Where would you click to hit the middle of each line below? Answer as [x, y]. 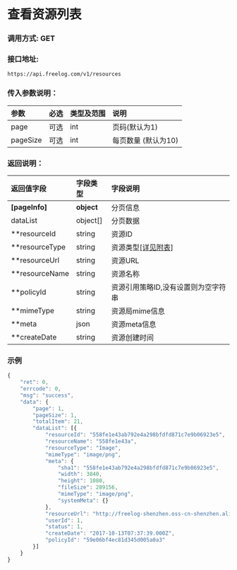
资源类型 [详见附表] [142, 247]
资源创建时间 [132, 338]
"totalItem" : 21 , [58, 421]
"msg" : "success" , [47, 395]
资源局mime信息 [138, 311]
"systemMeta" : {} [83, 500]
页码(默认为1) [135, 127]
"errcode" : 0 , [41, 389]
